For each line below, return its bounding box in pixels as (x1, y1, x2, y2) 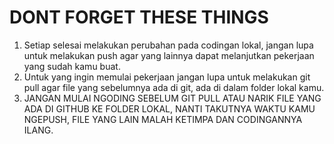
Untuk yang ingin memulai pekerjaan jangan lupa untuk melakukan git (23, 71, 311, 83)
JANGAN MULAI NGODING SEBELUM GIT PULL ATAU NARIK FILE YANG (23, 92, 322, 104)
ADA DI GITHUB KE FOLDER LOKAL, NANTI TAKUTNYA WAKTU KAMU (23, 102, 316, 115)
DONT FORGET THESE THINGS (9, 6, 269, 29)
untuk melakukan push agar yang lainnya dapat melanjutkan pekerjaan (23, 49, 315, 61)
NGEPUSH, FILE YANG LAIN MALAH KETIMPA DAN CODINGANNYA (23, 113, 303, 125)
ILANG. (23, 124, 54, 136)
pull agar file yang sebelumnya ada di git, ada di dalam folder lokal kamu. (23, 81, 325, 93)
